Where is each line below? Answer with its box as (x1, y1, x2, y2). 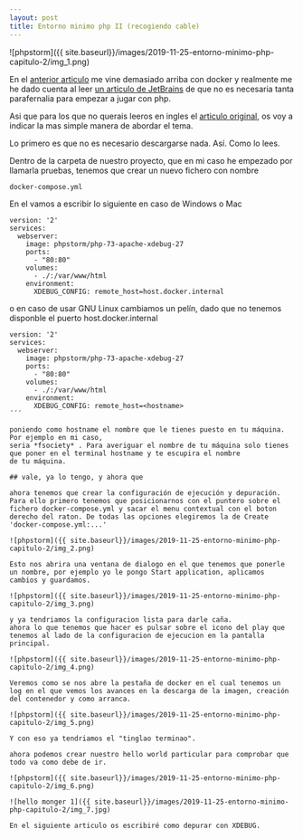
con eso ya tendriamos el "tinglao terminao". (17, 734, 196, 743)
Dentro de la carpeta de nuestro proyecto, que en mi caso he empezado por (9, 155, 293, 166)
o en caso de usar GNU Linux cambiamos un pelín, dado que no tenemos (9, 302, 282, 313)
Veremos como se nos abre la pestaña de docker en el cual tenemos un (9, 678, 281, 688)
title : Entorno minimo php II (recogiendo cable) (9, 22, 201, 31)
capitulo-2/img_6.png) (9, 781, 95, 790)
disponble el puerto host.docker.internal (9, 312, 158, 323)
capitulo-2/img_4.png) (9, 663, 95, 672)
